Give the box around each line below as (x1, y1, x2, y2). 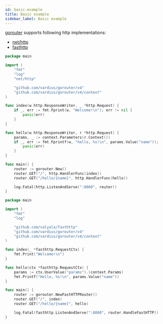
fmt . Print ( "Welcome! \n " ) (14, 252, 65, 257)
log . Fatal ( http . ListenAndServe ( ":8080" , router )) (14, 184, 117, 189)
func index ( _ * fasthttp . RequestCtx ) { (5, 247, 84, 252)
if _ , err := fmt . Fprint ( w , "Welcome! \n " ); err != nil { (14, 108, 133, 113)
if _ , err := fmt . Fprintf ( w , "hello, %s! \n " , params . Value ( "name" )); (14, 139, 159, 145)
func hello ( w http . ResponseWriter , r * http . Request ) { (5, 130, 119, 135)
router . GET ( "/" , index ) (14, 297, 63, 302)
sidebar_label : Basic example (5, 16, 67, 21)
